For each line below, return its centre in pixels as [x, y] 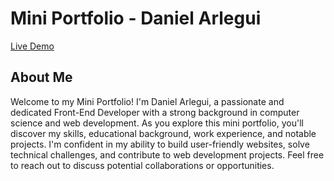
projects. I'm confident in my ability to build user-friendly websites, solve [160, 144]
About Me [41, 77]
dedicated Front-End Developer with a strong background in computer [155, 112]
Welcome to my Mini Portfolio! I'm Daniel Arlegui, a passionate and [147, 101]
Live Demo [32, 46]
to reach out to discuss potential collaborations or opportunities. [142, 165]
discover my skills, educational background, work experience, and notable [163, 133]
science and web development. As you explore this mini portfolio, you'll [157, 123]
